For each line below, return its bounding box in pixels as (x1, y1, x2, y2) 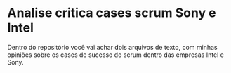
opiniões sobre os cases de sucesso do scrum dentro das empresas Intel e (7, 51, 225, 59)
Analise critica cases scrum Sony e (7, 5, 216, 21)
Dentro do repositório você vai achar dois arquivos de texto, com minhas (7, 43, 218, 51)
